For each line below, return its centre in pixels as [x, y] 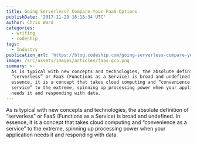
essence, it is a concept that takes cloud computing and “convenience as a [97, 122]
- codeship [25, 39]
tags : [13, 44]
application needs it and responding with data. [62, 135]
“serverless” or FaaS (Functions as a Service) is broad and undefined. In [93, 116]
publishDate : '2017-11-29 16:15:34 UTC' [56, 17]
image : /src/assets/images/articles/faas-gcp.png [68, 60]
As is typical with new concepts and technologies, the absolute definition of [98, 109]
